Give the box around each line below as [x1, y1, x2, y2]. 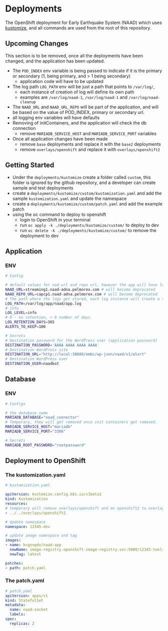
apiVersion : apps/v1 [5, 593, 48, 598]
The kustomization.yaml [5, 471, 66, 478]
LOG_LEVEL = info [5, 310, 37, 315]
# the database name [5, 410, 48, 415]
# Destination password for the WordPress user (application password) [5, 338, 157, 343]
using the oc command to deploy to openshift [12, 211, 106, 217]
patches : [5, 560, 23, 565]
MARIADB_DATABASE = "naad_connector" [5, 415, 79, 420]
